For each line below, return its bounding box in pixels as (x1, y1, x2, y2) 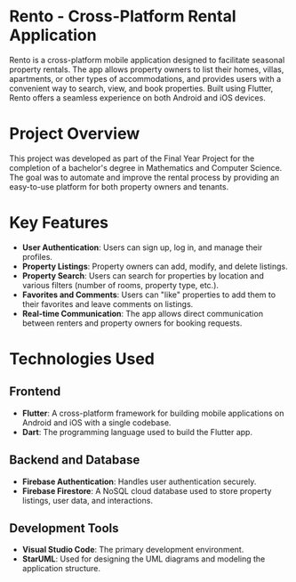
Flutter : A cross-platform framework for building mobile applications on (21, 408, 284, 418)
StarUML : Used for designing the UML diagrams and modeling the (21, 554, 266, 564)
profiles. (21, 251, 53, 262)
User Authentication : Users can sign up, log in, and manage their (21, 242, 263, 253)
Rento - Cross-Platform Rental (9, 6, 236, 27)
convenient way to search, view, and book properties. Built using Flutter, (9, 83, 274, 93)
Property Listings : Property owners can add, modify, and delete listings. (21, 261, 288, 271)
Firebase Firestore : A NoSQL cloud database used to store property (21, 485, 272, 496)
